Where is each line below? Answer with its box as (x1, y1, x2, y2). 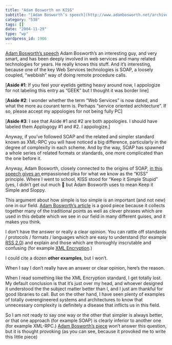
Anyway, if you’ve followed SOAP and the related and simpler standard (5, 133, 155, 139)
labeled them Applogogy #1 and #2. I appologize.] (5, 124, 111, 130)
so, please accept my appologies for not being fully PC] (5, 108, 123, 114)
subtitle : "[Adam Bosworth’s (5, 12, 68, 17)
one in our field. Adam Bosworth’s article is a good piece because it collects (5, 202, 165, 208)
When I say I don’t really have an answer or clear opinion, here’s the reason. (5, 265, 165, 271)
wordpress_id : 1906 (5, 36, 47, 42)
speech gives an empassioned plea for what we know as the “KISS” (5, 170, 148, 177)
